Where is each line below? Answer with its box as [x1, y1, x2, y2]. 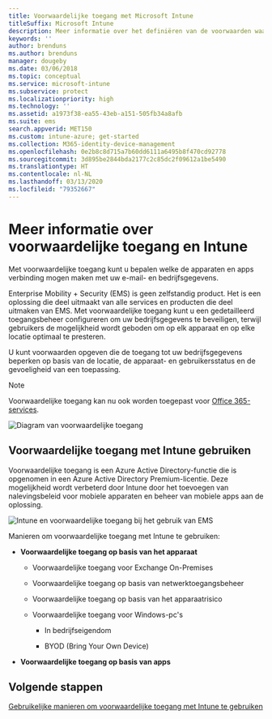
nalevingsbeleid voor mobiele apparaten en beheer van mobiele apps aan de [8, 491, 264, 501]
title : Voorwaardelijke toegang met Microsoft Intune [8, 11, 194, 20]
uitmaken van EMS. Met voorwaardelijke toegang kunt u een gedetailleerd [8, 306, 255, 315]
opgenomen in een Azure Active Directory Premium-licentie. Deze [8, 473, 228, 483]
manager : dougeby [8, 58, 67, 66]
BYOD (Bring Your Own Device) [44, 641, 150, 651]
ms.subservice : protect [8, 87, 89, 96]
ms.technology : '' [8, 102, 70, 110]
